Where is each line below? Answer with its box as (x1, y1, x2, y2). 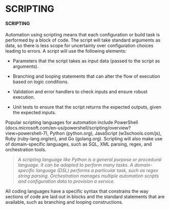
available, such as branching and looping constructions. (5, 199, 123, 205)
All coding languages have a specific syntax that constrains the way (5, 188, 148, 195)
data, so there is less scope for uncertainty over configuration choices (5, 43, 154, 49)
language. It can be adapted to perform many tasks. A (17, 162, 134, 168)
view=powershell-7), (5, 130, 49, 136)
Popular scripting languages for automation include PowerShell (5, 119, 138, 125)
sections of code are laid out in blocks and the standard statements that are (5, 194, 165, 200)
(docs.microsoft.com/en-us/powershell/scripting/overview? (5, 125, 131, 131)
